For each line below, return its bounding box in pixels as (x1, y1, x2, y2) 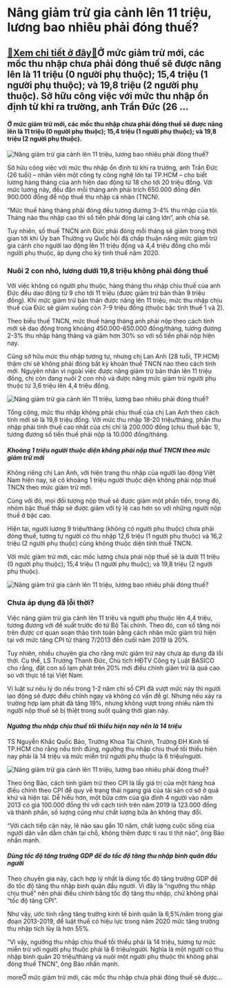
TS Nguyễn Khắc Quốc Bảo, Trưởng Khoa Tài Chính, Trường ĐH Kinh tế (7, 737, 209, 745)
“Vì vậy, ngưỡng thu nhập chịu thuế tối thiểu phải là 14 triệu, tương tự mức (7, 938, 216, 946)
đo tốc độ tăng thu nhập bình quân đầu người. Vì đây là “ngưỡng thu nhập (7, 881, 216, 890)
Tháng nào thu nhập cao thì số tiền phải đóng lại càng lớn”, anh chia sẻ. (7, 213, 210, 221)
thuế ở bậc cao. (7, 512, 52, 520)
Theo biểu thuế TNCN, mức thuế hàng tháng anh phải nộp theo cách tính (7, 317, 214, 325)
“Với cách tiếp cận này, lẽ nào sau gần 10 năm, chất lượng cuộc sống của (7, 821, 215, 829)
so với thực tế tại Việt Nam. (7, 671, 84, 679)
